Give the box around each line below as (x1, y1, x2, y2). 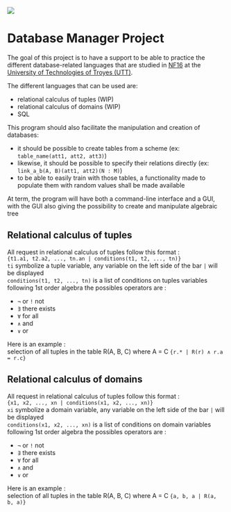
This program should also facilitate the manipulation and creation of (7, 123, 200, 131)
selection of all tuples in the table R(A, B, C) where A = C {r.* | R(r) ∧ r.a (7, 347, 223, 356)
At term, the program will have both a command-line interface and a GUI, (7, 195, 215, 203)
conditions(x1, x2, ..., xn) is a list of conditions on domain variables (7, 420, 212, 429)
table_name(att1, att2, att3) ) (17, 151, 108, 160)
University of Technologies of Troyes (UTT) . (7, 68, 133, 76)
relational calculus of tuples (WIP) (17, 94, 114, 104)
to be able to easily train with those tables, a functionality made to (17, 174, 206, 182)
